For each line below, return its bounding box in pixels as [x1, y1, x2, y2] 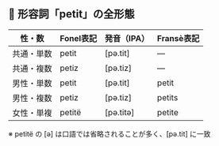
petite [157, 107, 179, 118]
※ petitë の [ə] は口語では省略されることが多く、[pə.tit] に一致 [8, 129, 211, 138]
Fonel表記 [60, 32, 98, 43]
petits [157, 92, 179, 103]
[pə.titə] [104, 107, 135, 118]
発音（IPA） [104, 32, 150, 43]
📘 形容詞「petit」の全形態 [8, 7, 135, 21]
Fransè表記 [157, 32, 200, 43]
